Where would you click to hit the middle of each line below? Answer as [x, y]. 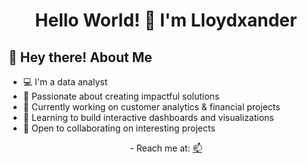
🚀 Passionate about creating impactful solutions [121, 96]
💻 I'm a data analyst [65, 82]
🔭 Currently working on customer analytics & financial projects [151, 107]
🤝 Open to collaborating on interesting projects [119, 128]
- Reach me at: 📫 [166, 148]
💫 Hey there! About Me [80, 57]
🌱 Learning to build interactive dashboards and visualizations [148, 117]
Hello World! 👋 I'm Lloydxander [166, 20]
